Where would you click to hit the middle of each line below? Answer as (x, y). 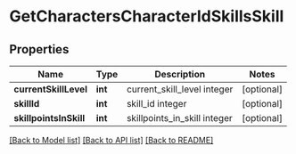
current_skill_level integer (180, 89)
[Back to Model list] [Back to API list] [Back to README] (111, 140)
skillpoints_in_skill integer (180, 118)
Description (180, 74)
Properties (39, 49)
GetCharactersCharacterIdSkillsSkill (147, 16)
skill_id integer (156, 104)
